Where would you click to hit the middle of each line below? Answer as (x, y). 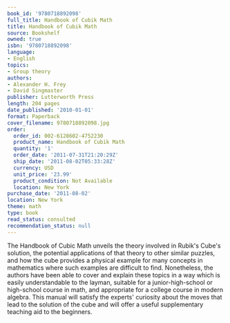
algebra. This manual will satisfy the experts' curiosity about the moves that (115, 297)
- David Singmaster (35, 91)
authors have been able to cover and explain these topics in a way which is (114, 275)
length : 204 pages (33, 104)
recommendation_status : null (49, 225)
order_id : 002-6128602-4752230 (58, 136)
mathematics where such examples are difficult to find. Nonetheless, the (110, 268)
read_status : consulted (41, 219)
